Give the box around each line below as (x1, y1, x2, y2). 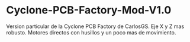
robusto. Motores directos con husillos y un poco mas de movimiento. (6, 29, 176, 36)
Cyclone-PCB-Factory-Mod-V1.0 (6, 3, 172, 17)
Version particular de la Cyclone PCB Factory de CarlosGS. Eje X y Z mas (6, 23, 185, 30)
